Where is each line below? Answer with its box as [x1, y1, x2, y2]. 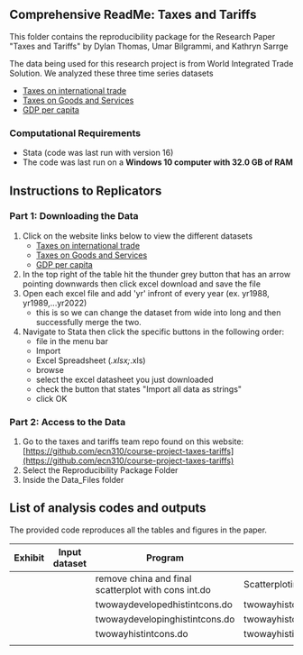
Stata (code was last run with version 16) [22, 148, 174, 159]
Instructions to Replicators [9, 183, 162, 198]
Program [145, 551, 185, 564]
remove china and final [95, 572, 192, 585]
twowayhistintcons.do [95, 627, 188, 640]
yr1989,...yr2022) [22, 297, 87, 308]
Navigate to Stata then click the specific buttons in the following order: [22, 326, 285, 337]
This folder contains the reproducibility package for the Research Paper [9, 31, 276, 41]
